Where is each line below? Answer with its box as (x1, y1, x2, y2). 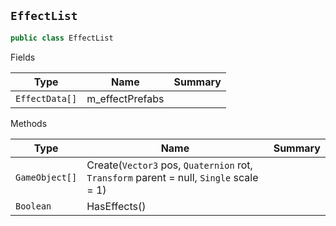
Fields (10, 51, 36, 63)
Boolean (15, 200, 52, 212)
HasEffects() (86, 199, 147, 213)
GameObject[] (15, 171, 78, 183)
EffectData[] (15, 93, 78, 104)
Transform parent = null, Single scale (86, 170, 259, 184)
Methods (10, 117, 48, 129)
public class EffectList (10, 33, 114, 43)
